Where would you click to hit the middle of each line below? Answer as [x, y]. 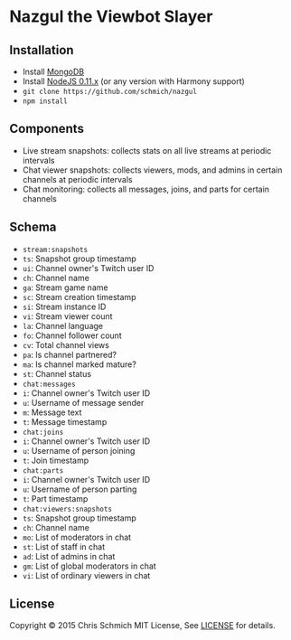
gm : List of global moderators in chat [89, 566]
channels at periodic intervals [77, 179]
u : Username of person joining [79, 450]
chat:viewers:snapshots [67, 509]
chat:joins [43, 432]
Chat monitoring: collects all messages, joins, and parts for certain [145, 189]
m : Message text [52, 412]
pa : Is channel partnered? [70, 354]
